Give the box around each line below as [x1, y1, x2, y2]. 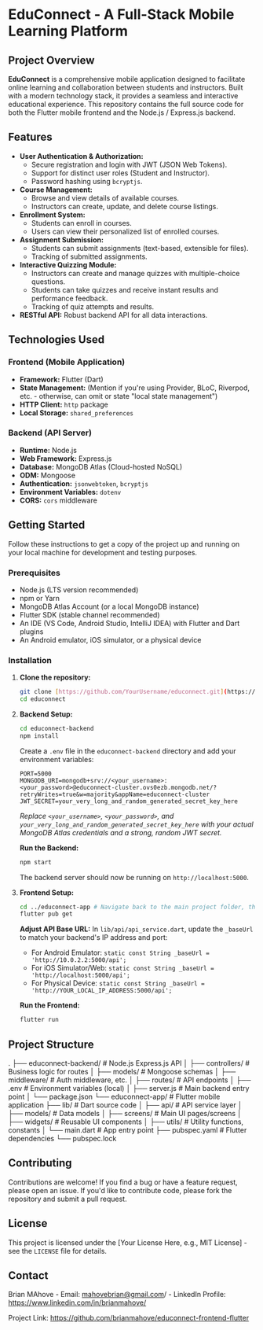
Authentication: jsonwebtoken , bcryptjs [19, 478, 149, 488]
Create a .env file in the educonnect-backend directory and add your [19, 746, 236, 756]
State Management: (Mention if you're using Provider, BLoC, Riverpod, [19, 383, 250, 392]
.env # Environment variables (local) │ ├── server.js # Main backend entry [8, 1084, 250, 1093]
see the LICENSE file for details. [8, 1246, 108, 1255]
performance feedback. [31, 293, 108, 303]
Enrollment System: [19, 210, 86, 219]
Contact [8, 1269, 49, 1283]
